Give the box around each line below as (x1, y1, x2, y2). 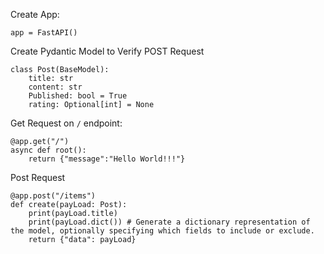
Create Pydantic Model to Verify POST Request (10, 45, 205, 57)
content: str (28, 82, 83, 92)
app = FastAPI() (10, 28, 78, 38)
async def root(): (10, 145, 87, 155)
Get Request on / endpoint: (10, 117, 123, 129)
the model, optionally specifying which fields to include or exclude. (10, 226, 315, 236)
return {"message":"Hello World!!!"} (28, 154, 186, 164)
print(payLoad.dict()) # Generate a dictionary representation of (28, 217, 311, 227)
